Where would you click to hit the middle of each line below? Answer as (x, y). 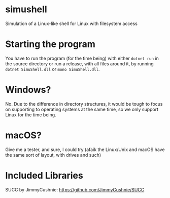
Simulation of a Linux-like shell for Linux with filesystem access (72, 23)
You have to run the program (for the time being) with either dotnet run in (82, 58)
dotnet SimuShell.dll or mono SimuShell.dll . (53, 69)
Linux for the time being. (31, 115)
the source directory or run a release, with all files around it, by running (79, 64)
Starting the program (50, 44)
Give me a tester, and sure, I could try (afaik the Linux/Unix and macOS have (85, 150)
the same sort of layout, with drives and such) (53, 155)
